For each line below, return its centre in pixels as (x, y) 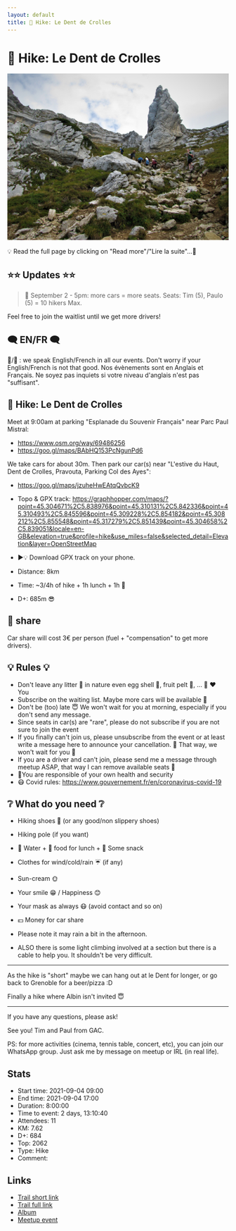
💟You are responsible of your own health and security (95, 774)
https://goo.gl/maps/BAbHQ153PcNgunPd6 (80, 450)
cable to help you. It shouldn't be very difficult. (85, 955)
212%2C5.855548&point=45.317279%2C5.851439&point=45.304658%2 (123, 521)
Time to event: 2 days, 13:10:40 (63, 1113)
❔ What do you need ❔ (56, 804)
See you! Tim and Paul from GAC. (55, 1031)
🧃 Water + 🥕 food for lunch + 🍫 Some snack (80, 848)
